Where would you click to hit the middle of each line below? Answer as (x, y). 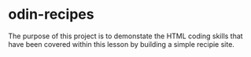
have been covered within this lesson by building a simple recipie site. (121, 44)
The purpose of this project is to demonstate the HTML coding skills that (125, 36)
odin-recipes (51, 14)
